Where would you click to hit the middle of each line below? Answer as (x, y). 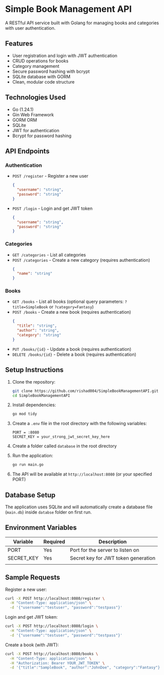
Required (54, 541)
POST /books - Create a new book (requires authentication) (72, 312)
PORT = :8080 (26, 433)
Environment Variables (41, 528)
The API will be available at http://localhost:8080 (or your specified (82, 474)
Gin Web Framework (33, 114)
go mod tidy (24, 414)
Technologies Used (35, 97)
